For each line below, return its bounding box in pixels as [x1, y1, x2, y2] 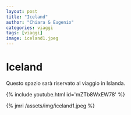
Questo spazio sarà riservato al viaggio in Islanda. [6, 80, 126, 87]
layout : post [6, 8, 38, 15]
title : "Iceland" [6, 14, 48, 20]
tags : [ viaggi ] [6, 30, 43, 36]
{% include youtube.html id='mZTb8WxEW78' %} [6, 91, 125, 98]
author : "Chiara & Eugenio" [6, 19, 75, 25]
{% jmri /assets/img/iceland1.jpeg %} [6, 102, 95, 109]
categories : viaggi [6, 24, 54, 31]
